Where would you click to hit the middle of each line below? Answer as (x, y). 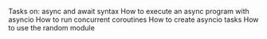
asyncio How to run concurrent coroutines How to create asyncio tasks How (133, 19)
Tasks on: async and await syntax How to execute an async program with (129, 11)
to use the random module (52, 28)
